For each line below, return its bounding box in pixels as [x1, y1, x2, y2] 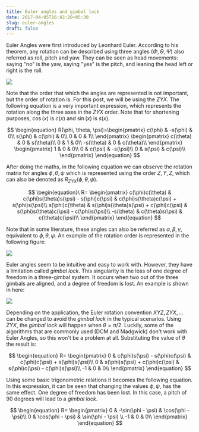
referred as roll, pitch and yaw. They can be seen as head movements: [6, 54, 178, 61]
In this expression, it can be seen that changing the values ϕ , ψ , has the [6, 383, 181, 390]
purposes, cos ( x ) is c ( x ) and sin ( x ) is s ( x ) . [6, 115, 110, 122]
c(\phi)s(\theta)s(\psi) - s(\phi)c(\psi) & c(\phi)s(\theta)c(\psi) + [23, 195, 177, 202]
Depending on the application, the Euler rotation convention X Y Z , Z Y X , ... [6, 309, 184, 316]
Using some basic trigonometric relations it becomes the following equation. [6, 376, 193, 384]
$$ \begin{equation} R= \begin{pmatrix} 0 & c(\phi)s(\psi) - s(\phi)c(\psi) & [8, 352, 191, 359]
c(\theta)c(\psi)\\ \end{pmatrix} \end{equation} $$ [38, 214, 162, 221]
